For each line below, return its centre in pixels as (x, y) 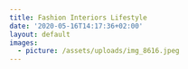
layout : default (40, 34)
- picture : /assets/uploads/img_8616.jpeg (99, 51)
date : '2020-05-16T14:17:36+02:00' (76, 26)
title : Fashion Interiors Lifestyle (78, 17)
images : (24, 43)
